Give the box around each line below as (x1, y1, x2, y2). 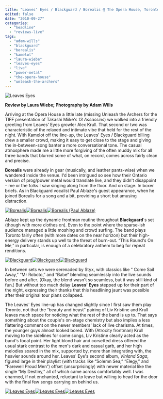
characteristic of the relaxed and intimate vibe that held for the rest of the (5, 127, 152, 132)
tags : (5, 34, 16, 39)
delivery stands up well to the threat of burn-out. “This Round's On (20, 237, 154, 243)
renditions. (5, 248, 27, 254)
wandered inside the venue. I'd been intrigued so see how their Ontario (5, 172, 147, 178)
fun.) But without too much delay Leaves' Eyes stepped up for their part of (5, 282, 154, 287)
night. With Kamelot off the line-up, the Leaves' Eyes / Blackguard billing (5, 132, 150, 138)
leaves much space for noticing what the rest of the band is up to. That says (5, 312, 157, 318)
